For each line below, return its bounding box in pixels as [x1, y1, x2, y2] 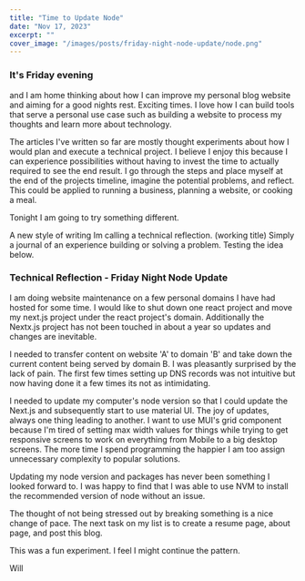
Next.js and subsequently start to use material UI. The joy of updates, [9, 404, 270, 415]
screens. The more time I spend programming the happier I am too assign [9, 443, 285, 454]
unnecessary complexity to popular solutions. [9, 453, 180, 464]
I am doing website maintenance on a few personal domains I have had [9, 292, 276, 303]
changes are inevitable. [9, 331, 97, 341]
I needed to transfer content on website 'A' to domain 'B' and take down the [9, 348, 293, 360]
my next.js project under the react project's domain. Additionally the [9, 311, 265, 322]
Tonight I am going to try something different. [9, 211, 179, 223]
